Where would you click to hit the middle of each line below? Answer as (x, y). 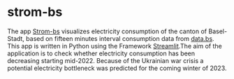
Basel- (218, 31)
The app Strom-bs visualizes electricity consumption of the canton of (107, 31)
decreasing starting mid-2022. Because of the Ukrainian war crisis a (105, 60)
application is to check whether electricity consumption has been (101, 53)
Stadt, (16, 38)
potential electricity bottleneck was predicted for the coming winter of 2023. (117, 68)
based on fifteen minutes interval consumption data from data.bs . (120, 38)
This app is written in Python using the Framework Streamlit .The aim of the (115, 46)
